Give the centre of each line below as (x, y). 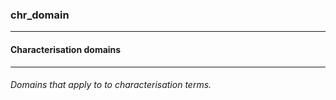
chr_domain (40, 15)
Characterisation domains (66, 49)
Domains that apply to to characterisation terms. (111, 85)
